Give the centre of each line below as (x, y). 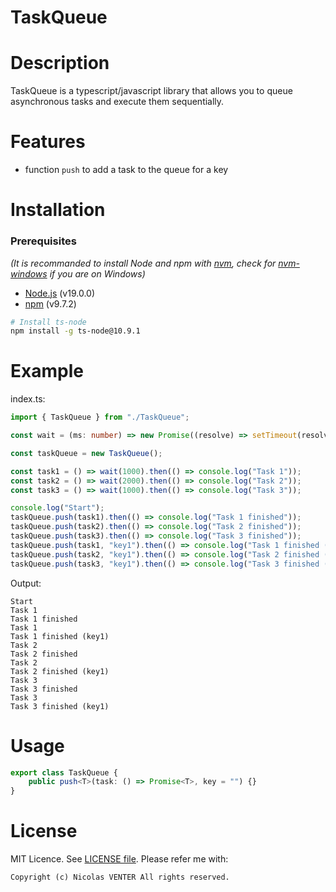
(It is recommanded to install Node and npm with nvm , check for (143, 263)
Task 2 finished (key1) (60, 671)
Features (48, 142)
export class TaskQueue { (64, 772)
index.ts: (28, 399)
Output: (26, 583)
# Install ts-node (48, 322)
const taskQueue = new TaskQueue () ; (86, 453)
